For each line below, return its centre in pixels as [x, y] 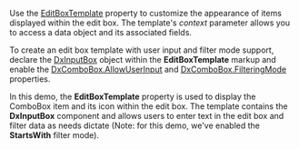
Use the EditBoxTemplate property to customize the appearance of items [145, 13]
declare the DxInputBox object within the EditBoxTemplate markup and [143, 60]
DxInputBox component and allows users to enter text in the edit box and [147, 116]
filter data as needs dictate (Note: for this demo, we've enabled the [135, 125]
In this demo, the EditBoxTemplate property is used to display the [133, 96]
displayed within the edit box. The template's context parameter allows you [150, 23]
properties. [30, 79]
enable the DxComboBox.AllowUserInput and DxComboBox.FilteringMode [148, 69]
